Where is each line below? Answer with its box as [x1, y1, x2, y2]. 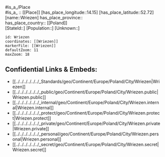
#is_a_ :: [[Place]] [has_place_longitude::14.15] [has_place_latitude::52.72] [5, 9, 154, 15]
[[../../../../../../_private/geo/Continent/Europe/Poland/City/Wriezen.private [12, 120, 161, 126]
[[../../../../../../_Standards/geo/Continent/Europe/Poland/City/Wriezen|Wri [12, 78, 160, 84]
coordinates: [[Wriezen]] [5, 39, 58, 44]
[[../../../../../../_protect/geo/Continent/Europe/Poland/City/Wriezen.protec [12, 110, 160, 116]
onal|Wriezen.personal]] [12, 136, 62, 142]
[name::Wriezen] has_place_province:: [5, 15, 83, 20]
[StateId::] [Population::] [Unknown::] [5, 25, 80, 31]
